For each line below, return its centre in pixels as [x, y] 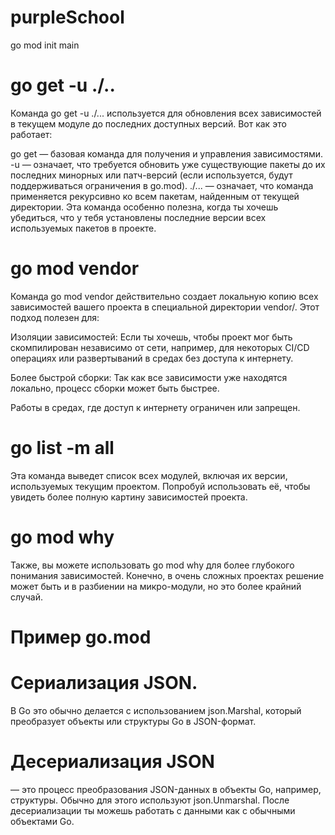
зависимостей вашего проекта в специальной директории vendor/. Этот [165, 307]
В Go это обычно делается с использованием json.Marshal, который [156, 710]
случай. [26, 597]
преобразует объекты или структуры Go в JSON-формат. [133, 721]
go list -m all [62, 448]
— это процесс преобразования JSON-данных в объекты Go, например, [166, 789]
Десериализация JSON [112, 762]
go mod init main [45, 45]
